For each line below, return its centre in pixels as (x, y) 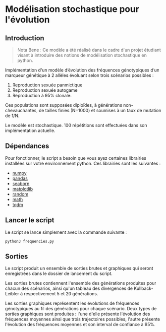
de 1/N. (12, 116)
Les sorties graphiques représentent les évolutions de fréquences (72, 303)
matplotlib (23, 189)
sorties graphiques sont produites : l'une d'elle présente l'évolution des (78, 314)
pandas (20, 178)
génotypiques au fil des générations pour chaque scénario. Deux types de (81, 309)
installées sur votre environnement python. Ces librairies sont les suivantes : (83, 163)
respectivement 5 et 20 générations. (61, 294)
